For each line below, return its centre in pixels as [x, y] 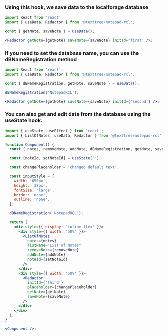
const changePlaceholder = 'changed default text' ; [65, 167]
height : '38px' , [31, 185]
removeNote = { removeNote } [53, 250]
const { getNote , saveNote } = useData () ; [50, 31]
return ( [19, 222]
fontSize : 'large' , [34, 190]
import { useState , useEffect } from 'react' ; [54, 131]
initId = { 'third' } [45, 283]
